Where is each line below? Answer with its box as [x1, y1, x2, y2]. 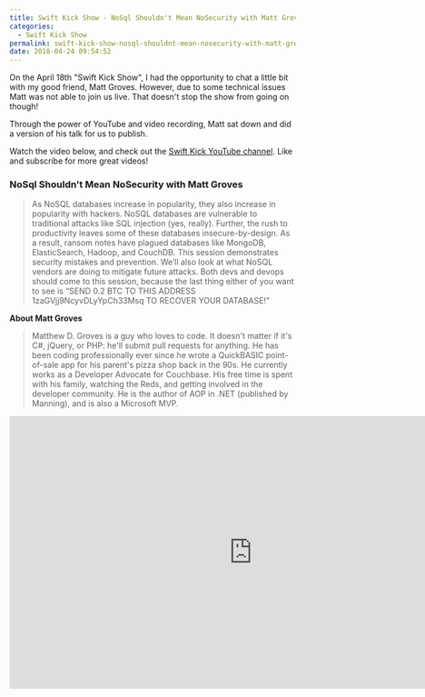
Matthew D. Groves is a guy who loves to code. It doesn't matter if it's [31, 331, 292, 342]
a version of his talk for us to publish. [9, 128, 148, 139]
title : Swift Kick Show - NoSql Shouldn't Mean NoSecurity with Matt [9, 13, 279, 23]
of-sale [31, 360, 59, 371]
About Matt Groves [9, 313, 84, 324]
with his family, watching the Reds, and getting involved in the [31, 379, 263, 390]
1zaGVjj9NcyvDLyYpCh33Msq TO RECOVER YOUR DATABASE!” [31, 295, 271, 306]
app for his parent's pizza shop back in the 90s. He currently [60, 360, 288, 371]
